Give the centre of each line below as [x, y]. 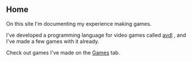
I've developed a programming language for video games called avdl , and [96, 35]
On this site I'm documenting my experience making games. [79, 23]
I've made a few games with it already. [53, 41]
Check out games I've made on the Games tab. [63, 53]
